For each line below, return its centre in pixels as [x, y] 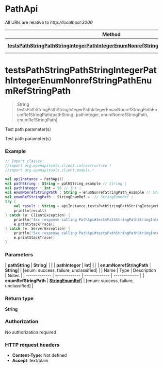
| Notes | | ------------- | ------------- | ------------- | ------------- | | [75, 276]
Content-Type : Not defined [39, 355]
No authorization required [31, 332]
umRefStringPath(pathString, [46, 115]
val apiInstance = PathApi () [34, 179]
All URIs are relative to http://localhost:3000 [49, 22]
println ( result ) [30, 210]
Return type [19, 299]
